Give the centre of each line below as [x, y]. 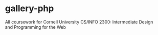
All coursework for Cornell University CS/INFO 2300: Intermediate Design [79, 22]
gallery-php [30, 9]
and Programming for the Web [35, 27]
